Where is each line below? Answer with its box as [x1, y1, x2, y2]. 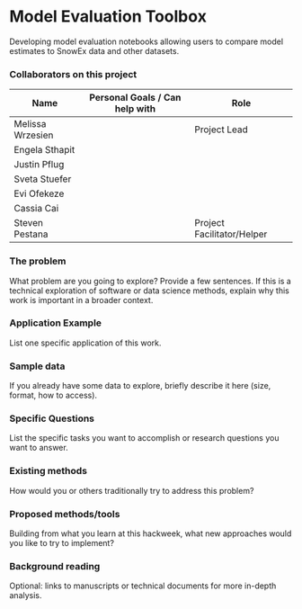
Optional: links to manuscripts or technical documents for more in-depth [9, 580, 277, 591]
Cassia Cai [13, 202, 59, 215]
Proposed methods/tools [9, 507, 120, 520]
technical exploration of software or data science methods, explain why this [9, 285, 289, 296]
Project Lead [194, 123, 249, 136]
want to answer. [9, 443, 69, 453]
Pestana [13, 228, 49, 240]
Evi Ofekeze [13, 187, 65, 200]
